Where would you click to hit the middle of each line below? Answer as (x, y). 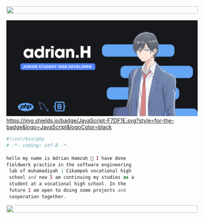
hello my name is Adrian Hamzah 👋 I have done (66, 158)
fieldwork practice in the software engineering (69, 165)
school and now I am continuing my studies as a (72, 178)
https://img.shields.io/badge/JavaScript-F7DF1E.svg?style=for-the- (90, 120)
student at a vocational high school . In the (67, 184)
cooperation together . (38, 196)
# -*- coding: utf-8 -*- (38, 145)
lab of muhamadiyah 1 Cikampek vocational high (70, 171)
